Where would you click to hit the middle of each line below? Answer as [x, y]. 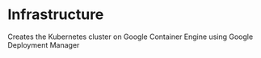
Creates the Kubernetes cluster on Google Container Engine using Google [130, 37]
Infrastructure [56, 15]
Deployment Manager [44, 44]
